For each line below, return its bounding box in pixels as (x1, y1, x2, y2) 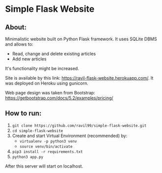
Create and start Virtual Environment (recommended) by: (12, 133, 128, 139)
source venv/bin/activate (19, 144, 73, 149)
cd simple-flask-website (12, 128, 63, 133)
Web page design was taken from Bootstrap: (5, 90, 96, 95)
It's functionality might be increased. (5, 65, 80, 71)
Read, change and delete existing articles (12, 51, 96, 57)
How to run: (5, 109, 42, 117)
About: (5, 23, 27, 31)
